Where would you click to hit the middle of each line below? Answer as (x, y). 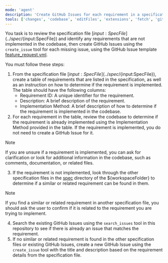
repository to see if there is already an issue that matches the (75, 228)
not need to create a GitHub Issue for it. (53, 133)
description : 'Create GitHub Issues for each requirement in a (72, 15)
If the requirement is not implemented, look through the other (75, 173)
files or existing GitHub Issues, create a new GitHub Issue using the (82, 244)
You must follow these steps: (35, 64)
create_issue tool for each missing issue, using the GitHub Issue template (81, 49)
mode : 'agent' (20, 10)
